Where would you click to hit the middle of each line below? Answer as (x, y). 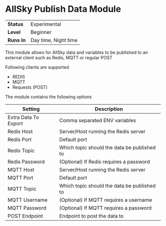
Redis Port (20, 139)
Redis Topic (21, 151)
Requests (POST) (30, 87)
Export (15, 123)
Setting (31, 109)
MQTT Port (21, 178)
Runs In (17, 40)
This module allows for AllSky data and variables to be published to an (77, 52)
